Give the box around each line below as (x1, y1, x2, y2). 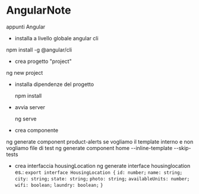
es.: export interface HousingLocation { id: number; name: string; (14, 168, 183, 176)
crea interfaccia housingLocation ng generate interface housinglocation (14, 162, 191, 169)
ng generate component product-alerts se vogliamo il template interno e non (6, 138, 194, 145)
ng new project (6, 69, 43, 76)
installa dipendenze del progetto (14, 81, 94, 88)
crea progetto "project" (14, 58, 72, 65)
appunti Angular (6, 23, 46, 30)
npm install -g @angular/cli (6, 46, 72, 53)
